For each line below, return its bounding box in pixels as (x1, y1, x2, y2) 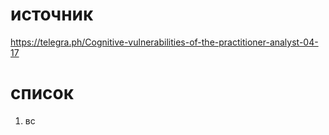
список (10, 82, 75, 105)
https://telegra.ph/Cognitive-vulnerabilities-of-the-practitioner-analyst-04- (10, 36, 319, 48)
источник (10, 3, 94, 26)
